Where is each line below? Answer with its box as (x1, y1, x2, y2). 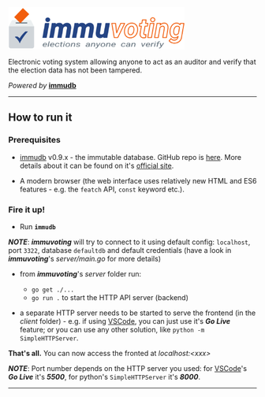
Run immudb (19, 221, 57, 231)
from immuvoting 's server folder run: (19, 269, 142, 278)
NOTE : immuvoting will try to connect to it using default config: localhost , (8, 237, 251, 247)
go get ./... (31, 286, 75, 294)
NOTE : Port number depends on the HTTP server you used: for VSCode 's (8, 363, 247, 373)
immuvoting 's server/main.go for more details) (8, 254, 162, 263)
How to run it (8, 111, 73, 124)
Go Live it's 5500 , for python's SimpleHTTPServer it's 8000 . (8, 372, 201, 381)
